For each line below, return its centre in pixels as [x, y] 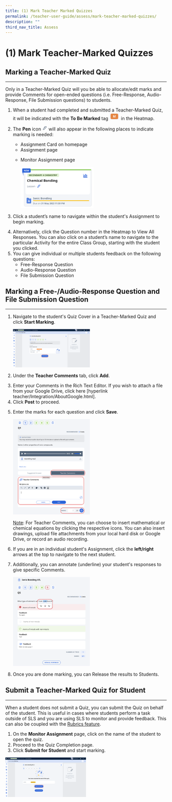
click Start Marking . [34, 322]
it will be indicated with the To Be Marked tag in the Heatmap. [83, 119]
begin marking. [29, 221]
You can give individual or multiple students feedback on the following [87, 253]
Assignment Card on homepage [54, 144]
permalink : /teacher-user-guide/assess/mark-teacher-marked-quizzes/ [81, 16]
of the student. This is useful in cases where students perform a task [78, 713]
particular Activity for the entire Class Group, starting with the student [86, 243]
